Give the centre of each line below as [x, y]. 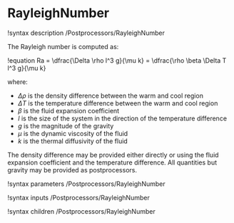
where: [18, 82]
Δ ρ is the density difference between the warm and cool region [110, 95]
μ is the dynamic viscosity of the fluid [73, 133]
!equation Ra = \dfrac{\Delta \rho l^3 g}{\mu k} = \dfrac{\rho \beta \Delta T [117, 60]
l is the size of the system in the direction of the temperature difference [122, 118]
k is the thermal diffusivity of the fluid [73, 141]
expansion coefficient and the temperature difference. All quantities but [112, 162]
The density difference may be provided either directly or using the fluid [113, 155]
